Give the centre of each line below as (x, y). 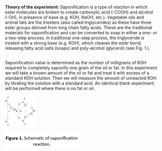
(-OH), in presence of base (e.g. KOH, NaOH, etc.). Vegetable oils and (74, 17)
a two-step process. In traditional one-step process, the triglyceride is (75, 38)
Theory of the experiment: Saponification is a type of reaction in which (76, 7)
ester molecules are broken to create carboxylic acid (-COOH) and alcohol (79, 12)
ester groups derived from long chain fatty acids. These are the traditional (79, 28)
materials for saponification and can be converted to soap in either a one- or (81, 33)
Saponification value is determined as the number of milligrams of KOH (76, 63)
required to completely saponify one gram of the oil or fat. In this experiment (81, 68)
